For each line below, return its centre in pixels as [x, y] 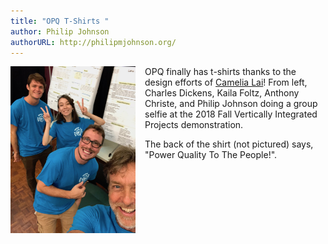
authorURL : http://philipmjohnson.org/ [93, 42]
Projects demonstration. [194, 125]
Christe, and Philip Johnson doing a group [231, 104]
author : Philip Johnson [60, 31]
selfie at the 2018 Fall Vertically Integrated [231, 114]
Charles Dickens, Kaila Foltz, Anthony [222, 93]
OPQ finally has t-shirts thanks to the [220, 72]
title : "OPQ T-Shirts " [60, 21]
